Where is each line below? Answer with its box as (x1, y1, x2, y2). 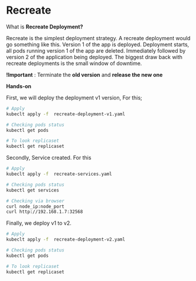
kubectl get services (6, 187, 60, 193)
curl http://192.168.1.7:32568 (6, 209, 83, 215)
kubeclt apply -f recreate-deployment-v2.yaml (6, 237, 126, 243)
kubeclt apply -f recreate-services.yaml (6, 171, 112, 177)
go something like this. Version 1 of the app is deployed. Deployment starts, (6, 41, 190, 48)
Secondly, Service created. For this (6, 154, 92, 162)
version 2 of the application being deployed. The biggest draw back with (6, 53, 183, 60)
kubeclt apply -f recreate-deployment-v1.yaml (6, 111, 126, 117)
